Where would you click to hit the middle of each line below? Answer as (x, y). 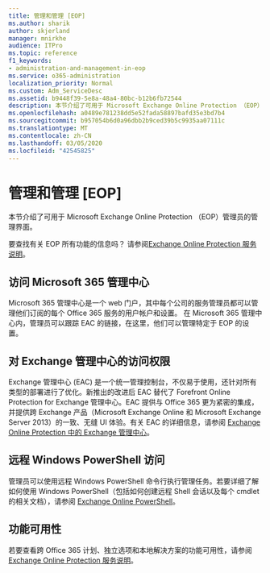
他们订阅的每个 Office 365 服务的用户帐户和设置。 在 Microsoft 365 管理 (135, 313)
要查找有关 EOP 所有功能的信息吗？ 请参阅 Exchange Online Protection (125, 244)
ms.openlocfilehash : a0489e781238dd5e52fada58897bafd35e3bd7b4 (117, 114)
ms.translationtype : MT (48, 128)
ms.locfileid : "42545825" (52, 151)
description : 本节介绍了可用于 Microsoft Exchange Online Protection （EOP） (136, 106)
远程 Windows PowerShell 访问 (87, 460)
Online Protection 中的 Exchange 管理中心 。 (81, 432)
